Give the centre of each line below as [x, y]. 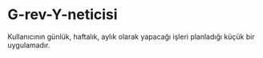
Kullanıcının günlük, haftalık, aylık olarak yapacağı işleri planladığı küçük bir [131, 37]
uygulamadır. [29, 44]
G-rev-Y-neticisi [63, 15]
